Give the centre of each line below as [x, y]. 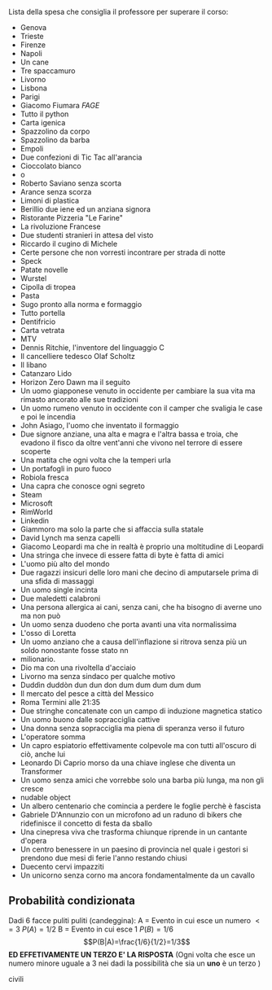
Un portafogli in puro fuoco [66, 469]
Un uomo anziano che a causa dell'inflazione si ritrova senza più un [133, 642]
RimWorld [36, 512]
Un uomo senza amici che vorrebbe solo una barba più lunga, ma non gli [142, 780]
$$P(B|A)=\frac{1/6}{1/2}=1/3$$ [137, 942]
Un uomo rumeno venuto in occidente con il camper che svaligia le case [141, 408]
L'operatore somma [53, 737]
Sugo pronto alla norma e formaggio [81, 304]
